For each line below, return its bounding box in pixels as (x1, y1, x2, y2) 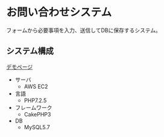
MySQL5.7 (24, 123, 50, 130)
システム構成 (6, 46, 54, 56)
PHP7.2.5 (24, 97, 47, 104)
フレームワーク (14, 104, 52, 111)
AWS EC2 (24, 83, 48, 90)
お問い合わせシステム (6, 5, 112, 19)
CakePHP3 (24, 110, 51, 118)
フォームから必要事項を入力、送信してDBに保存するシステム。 (6, 27, 162, 34)
